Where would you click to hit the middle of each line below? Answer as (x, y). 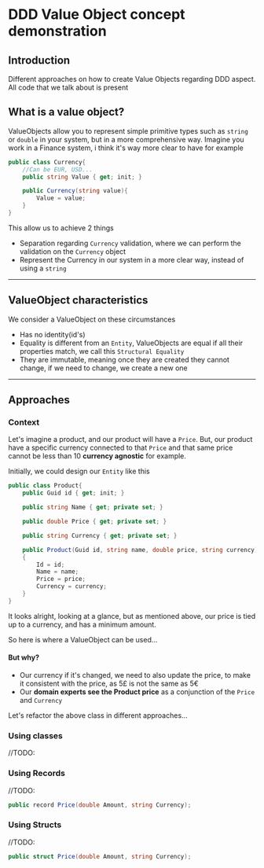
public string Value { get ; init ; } (82, 177)
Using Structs (35, 825)
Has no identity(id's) (52, 334)
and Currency (41, 701)
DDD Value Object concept (97, 15)
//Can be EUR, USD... (57, 169)
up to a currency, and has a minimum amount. (82, 624)
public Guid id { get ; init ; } (73, 493)
